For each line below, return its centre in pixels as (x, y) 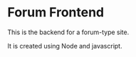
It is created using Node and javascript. (65, 46)
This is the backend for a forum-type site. (68, 32)
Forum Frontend (56, 12)
